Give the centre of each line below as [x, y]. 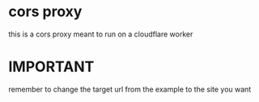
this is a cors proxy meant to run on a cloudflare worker [101, 34]
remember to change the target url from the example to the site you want [130, 89]
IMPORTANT [51, 67]
